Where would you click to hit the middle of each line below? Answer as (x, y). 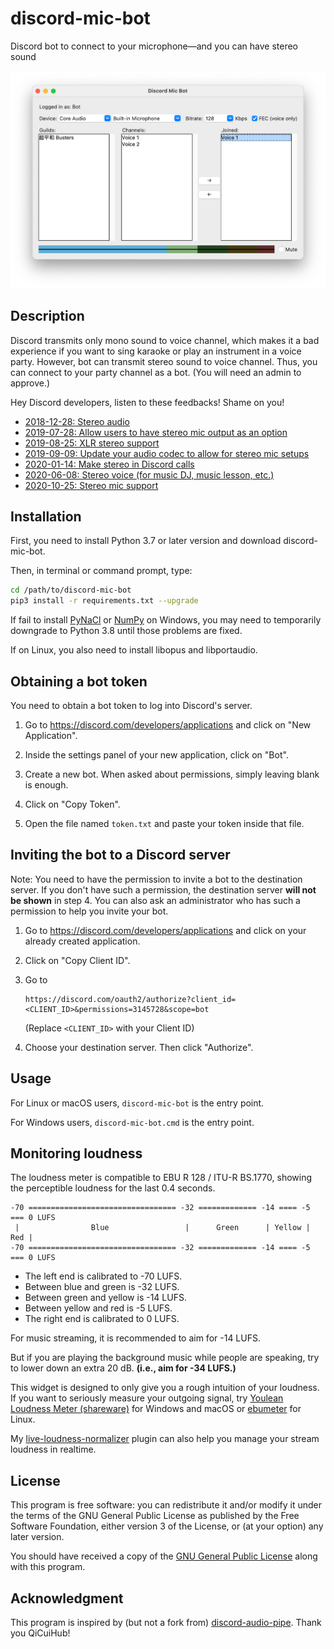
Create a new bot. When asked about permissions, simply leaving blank (172, 774)
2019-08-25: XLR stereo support (92, 443)
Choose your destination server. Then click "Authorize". (139, 1047)
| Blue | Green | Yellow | (162, 1228)
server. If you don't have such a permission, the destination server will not (163, 889)
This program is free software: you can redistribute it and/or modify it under (166, 1505)
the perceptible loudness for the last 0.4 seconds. (113, 1188)
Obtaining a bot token (79, 681)
